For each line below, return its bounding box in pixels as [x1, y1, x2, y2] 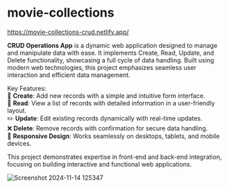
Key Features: [7, 84, 46, 92]
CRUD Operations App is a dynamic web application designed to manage [7, 41, 218, 49]
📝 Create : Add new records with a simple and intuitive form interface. [7, 92, 205, 100]
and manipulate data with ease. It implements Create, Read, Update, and [7, 49, 214, 57]
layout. [7, 106, 26, 114]
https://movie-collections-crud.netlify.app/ [7, 28, 130, 36]
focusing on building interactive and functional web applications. [7, 160, 192, 168]
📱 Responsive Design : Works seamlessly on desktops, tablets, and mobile [7, 132, 220, 140]
